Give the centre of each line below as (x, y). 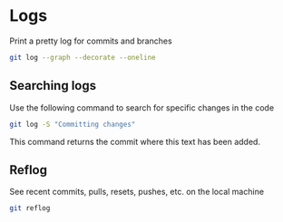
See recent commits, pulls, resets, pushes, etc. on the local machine (137, 192)
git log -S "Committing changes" (73, 124)
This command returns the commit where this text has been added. (135, 141)
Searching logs (53, 86)
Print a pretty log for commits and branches (91, 41)
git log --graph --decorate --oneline (83, 57)
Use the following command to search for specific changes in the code (142, 107)
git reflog (30, 208)
